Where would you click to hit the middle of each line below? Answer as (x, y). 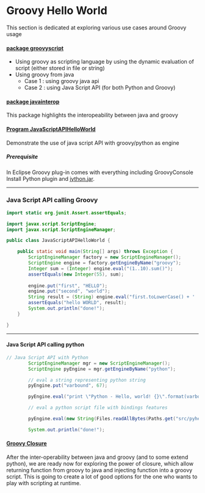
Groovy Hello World (57, 11)
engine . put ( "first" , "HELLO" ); (68, 286)
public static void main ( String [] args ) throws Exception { (95, 252)
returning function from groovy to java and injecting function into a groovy (99, 470)
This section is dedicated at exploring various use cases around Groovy (96, 27)
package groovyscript (35, 48)
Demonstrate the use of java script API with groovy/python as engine (93, 143)
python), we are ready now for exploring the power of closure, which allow (100, 463)
